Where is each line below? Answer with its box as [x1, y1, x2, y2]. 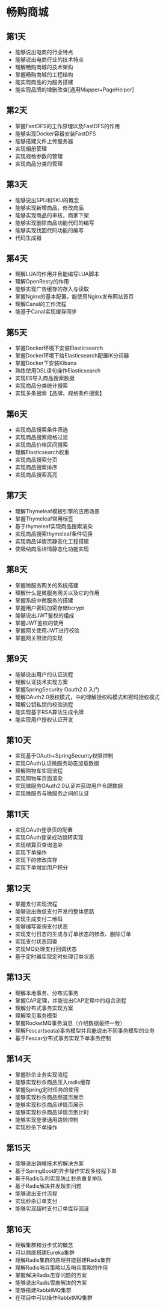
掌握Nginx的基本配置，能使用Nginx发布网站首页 [14, 293, 134, 300]
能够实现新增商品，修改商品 [14, 204, 84, 211]
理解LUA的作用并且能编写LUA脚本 [14, 270, 100, 277]
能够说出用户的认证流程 [14, 670, 73, 678]
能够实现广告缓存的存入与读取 [14, 285, 89, 292]
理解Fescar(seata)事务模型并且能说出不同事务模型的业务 [14, 1027, 155, 1034]
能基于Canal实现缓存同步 [14, 308, 77, 315]
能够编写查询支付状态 [14, 922, 68, 930]
